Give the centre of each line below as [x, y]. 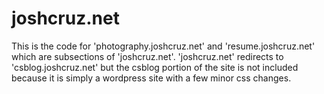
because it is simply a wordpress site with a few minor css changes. [151, 78]
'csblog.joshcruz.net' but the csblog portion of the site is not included [155, 67]
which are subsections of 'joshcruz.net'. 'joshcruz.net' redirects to [147, 56]
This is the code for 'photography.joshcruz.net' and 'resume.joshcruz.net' [163, 46]
